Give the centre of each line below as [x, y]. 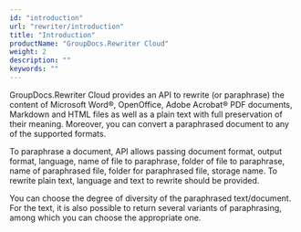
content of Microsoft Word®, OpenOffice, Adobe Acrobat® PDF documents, [151, 104]
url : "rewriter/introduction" [67, 26]
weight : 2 [28, 52]
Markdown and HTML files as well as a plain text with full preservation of [146, 114]
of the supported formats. [58, 133]
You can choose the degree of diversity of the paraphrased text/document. [150, 198]
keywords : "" [34, 69]
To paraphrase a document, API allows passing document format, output [146, 151]
